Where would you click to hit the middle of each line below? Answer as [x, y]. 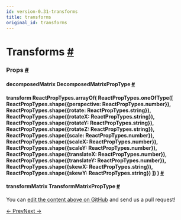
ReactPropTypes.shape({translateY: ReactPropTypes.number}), [86, 160]
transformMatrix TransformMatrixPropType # [63, 186]
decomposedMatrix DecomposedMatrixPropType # [71, 84]
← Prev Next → [24, 211]
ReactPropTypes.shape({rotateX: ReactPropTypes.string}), [80, 116]
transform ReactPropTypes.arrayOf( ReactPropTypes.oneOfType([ [90, 97]
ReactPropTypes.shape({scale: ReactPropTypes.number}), [80, 135]
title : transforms [29, 17]
